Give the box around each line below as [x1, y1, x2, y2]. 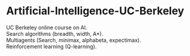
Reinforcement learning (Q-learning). [6, 43, 97, 50]
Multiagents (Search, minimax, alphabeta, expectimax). [6, 36, 142, 43]
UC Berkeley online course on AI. [6, 24, 88, 31]
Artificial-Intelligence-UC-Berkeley [6, 4, 185, 18]
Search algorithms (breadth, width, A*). [6, 30, 104, 37]
